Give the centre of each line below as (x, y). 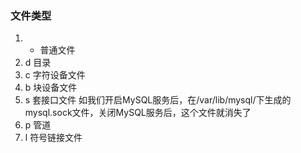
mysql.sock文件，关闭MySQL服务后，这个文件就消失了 (138, 113)
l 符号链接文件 (53, 138)
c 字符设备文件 (55, 75)
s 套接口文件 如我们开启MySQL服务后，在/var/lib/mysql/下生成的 (158, 100)
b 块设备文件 (51, 88)
